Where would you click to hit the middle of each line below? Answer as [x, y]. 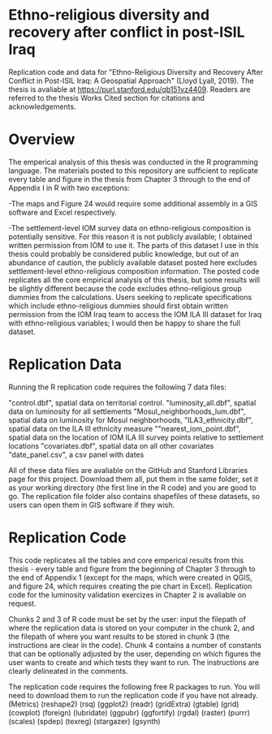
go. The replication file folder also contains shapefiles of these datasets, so [134, 496]
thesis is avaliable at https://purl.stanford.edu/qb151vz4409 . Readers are [130, 89]
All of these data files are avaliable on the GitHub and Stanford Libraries [128, 470]
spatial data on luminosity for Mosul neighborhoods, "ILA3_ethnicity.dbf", [131, 419]
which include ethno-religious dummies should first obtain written [119, 306]
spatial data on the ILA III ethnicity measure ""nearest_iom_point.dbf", [125, 428]
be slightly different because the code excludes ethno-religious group [125, 288]
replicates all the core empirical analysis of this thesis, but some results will [134, 280]
